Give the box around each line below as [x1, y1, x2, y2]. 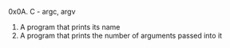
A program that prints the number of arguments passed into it [19, 31, 222, 40]
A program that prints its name [19, 22, 121, 31]
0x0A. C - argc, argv [8, 7, 76, 16]
